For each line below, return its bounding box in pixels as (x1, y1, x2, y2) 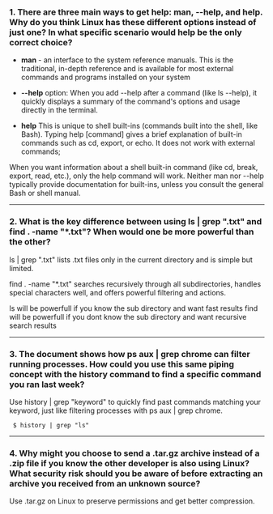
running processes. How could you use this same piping (9, 359, 234, 370)
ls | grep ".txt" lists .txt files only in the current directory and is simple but (9, 254, 254, 265)
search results (9, 321, 58, 330)
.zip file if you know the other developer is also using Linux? (9, 457, 250, 469)
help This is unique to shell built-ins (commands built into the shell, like (20, 121, 258, 131)
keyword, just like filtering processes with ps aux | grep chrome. (9, 406, 224, 415)
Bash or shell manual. (9, 189, 81, 198)
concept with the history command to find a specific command (9, 368, 262, 380)
